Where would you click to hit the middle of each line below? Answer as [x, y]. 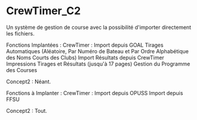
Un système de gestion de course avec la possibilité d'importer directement [99, 27]
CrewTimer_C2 [44, 11]
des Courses [22, 70]
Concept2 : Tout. [27, 111]
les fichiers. [20, 33]
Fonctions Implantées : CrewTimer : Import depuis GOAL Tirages [85, 45]
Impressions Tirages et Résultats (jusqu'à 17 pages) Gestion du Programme [98, 64]
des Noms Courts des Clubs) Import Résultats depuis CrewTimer [85, 57]
